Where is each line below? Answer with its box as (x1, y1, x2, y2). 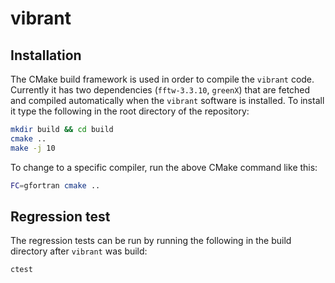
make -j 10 (10, 143, 56, 153)
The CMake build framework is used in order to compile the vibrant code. (10, 73, 315, 85)
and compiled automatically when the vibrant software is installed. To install (10, 95, 325, 106)
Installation (10, 47, 82, 64)
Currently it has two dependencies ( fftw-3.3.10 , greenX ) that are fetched (10, 84, 311, 96)
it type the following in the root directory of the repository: (10, 105, 250, 117)
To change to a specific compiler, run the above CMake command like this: (10, 161, 318, 173)
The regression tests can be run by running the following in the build (10, 235, 292, 247)
